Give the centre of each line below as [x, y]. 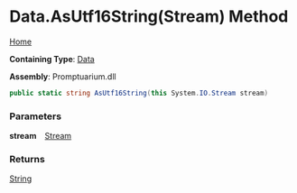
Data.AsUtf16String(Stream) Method [149, 17]
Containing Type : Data [52, 59]
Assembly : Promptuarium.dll [63, 76]
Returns [27, 160]
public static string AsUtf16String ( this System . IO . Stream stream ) [139, 93]
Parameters [35, 116]
